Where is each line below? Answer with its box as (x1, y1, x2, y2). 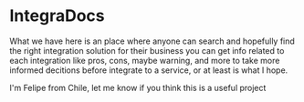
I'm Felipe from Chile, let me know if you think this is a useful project (9, 82, 267, 93)
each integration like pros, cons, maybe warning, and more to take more (9, 55, 280, 66)
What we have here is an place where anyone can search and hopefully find (9, 36, 295, 46)
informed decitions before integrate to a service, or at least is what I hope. (9, 65, 288, 76)
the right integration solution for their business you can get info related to (9, 45, 285, 56)
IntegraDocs (9, 5, 105, 26)
